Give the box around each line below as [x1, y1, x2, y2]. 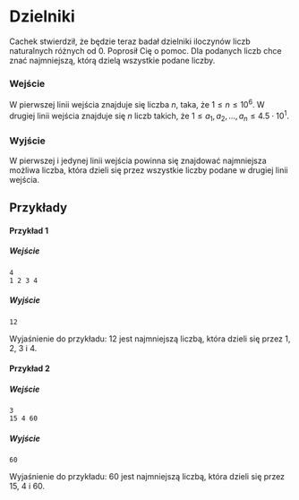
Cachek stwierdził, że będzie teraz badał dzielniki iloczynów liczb [9, 36, 251, 47]
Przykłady [9, 200, 68, 216]
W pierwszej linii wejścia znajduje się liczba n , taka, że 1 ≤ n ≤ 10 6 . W [9, 98, 266, 109]
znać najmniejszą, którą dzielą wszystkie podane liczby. [9, 55, 216, 65]
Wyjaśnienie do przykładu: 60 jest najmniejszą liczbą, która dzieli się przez [9, 471, 285, 482]
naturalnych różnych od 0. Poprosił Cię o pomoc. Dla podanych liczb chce [9, 45, 282, 56]
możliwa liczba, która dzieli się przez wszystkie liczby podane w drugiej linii [9, 164, 288, 176]
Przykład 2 [9, 363, 51, 374]
